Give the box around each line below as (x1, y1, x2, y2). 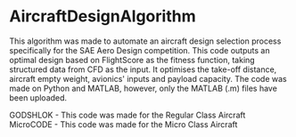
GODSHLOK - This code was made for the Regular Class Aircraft (9, 109, 246, 120)
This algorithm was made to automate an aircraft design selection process (9, 36, 282, 46)
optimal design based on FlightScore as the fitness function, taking (9, 54, 256, 65)
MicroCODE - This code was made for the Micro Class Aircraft (9, 118, 238, 130)
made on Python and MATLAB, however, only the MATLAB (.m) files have (9, 83, 278, 93)
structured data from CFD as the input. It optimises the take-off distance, (9, 64, 277, 75)
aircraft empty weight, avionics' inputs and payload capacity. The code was (9, 73, 287, 84)
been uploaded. (9, 92, 68, 103)
